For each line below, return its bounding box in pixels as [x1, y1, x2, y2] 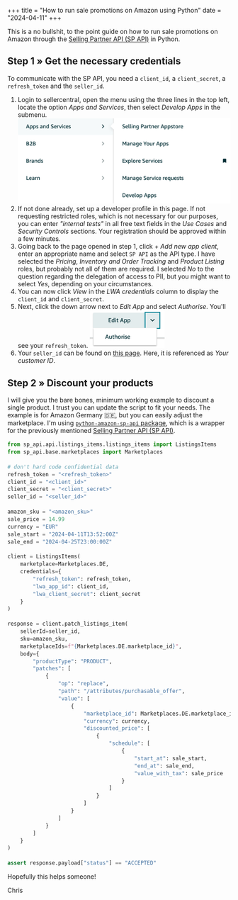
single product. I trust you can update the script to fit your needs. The [7, 403, 211, 412]
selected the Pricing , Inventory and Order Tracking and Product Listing [17, 257, 225, 266]
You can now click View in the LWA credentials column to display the [17, 287, 220, 296]
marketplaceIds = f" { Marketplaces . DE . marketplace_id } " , [20, 643, 182, 650]
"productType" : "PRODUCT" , [33, 658, 113, 665]
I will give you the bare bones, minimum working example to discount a [7, 396, 215, 405]
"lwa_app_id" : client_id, [33, 583, 110, 590]
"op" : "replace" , [57, 680, 110, 687]
